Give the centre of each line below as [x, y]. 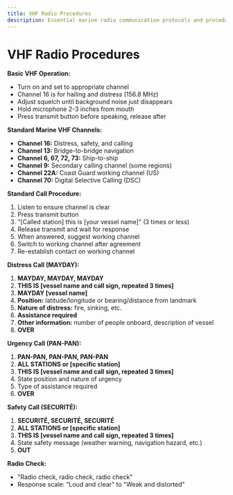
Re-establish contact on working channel [76, 251]
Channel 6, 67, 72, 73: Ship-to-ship [68, 158]
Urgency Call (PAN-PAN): [44, 344]
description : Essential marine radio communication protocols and [105, 20]
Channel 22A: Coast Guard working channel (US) [88, 173]
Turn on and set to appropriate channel [73, 87]
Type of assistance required [57, 387]
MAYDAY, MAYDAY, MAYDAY [60, 278]
